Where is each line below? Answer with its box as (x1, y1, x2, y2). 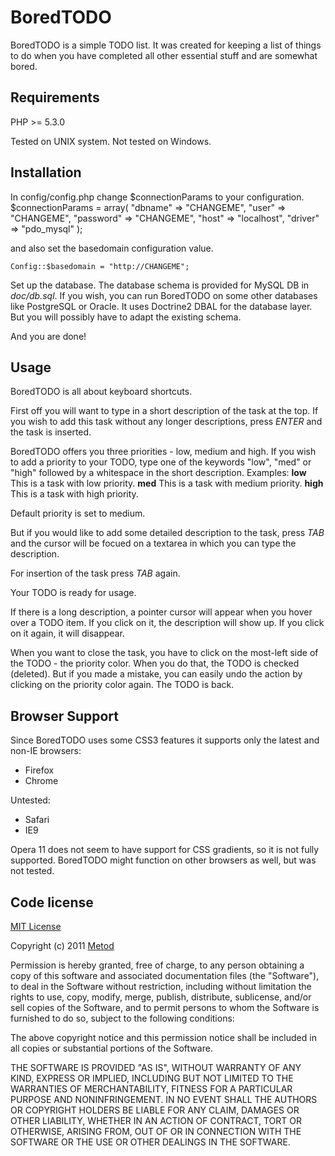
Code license (10, 894, 94, 911)
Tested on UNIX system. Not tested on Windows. (10, 135, 212, 147)
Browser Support (10, 707, 120, 725)
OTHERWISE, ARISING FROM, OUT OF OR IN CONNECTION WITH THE (10, 1126, 302, 1137)
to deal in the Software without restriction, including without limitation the (10, 981, 312, 992)
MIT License (10, 921, 62, 932)
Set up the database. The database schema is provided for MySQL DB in (10, 279, 310, 291)
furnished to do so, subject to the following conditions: (10, 1012, 235, 1024)
